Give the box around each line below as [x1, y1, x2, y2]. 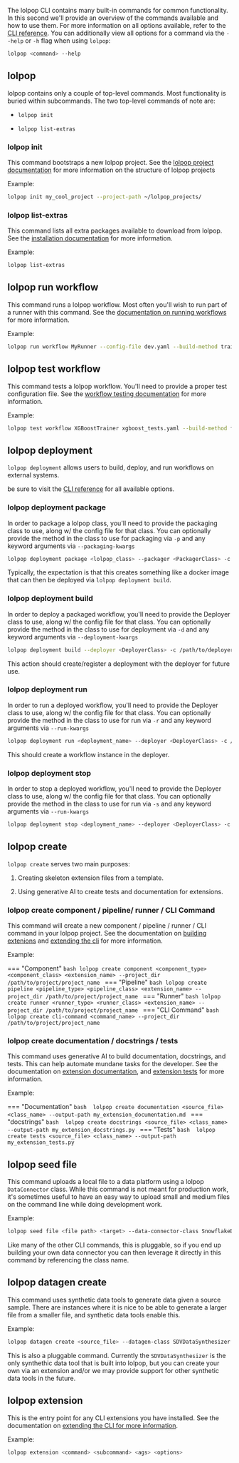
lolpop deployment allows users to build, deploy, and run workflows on [7, 463, 214, 472]
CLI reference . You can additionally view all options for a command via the [7, 29, 225, 37]
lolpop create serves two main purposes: [7, 859, 130, 868]
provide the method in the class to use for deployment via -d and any [7, 624, 210, 634]
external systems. [7, 471, 60, 480]
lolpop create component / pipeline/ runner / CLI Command [7, 905, 216, 915]
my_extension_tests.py [7, 1139, 75, 1146]
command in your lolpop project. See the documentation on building [7, 929, 207, 938]
